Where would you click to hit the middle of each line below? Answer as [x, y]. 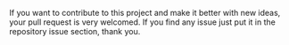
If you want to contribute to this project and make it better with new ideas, [145, 13]
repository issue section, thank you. [75, 31]
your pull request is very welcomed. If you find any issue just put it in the [143, 22]
